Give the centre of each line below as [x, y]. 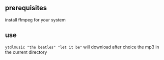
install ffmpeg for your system [35, 20]
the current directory [26, 52]
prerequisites [26, 8]
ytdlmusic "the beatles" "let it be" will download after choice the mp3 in [82, 47]
